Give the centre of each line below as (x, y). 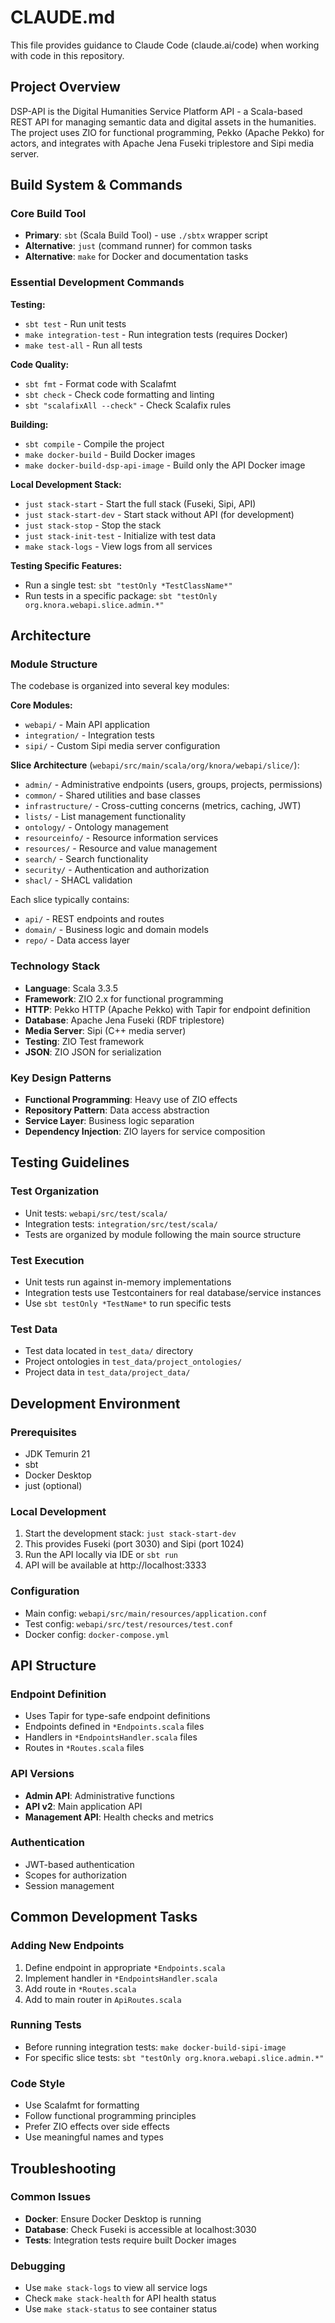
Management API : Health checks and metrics (119, 1817)
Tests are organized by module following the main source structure (163, 1234)
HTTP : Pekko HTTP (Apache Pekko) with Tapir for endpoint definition (167, 1009)
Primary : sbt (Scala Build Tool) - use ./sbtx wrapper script (146, 235)
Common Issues (51, 2197)
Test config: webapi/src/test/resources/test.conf (129, 1623)
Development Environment (95, 1403)
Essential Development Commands (97, 283)
